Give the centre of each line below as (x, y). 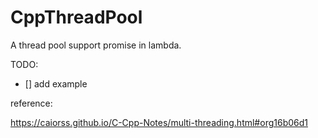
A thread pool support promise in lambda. (96, 45)
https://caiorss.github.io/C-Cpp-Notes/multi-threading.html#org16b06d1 (159, 122)
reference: (31, 103)
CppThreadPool (76, 17)
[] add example (56, 83)
